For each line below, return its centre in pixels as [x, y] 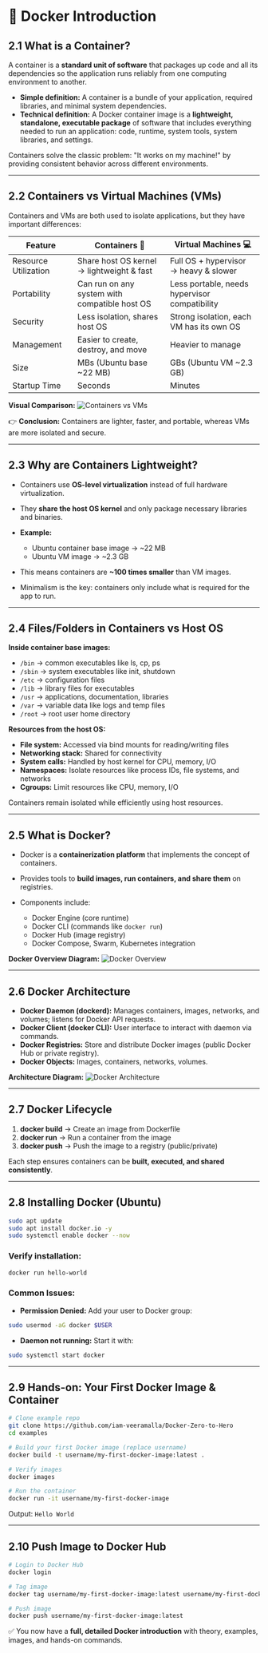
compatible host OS [114, 303]
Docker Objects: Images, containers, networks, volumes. [114, 1062]
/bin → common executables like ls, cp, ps [90, 663]
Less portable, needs [209, 283]
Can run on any [106, 283]
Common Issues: [42, 1293]
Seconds [94, 385]
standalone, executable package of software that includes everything [136, 123]
